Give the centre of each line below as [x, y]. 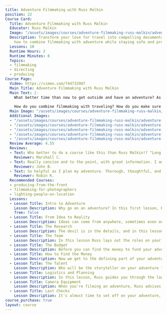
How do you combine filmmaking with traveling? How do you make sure [88, 107]
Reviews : [19, 148]
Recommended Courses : [32, 181]
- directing [22, 70]
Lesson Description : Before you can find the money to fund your [83, 250]
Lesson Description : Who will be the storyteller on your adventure [86, 268]
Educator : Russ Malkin [33, 28]
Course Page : [19, 79]
